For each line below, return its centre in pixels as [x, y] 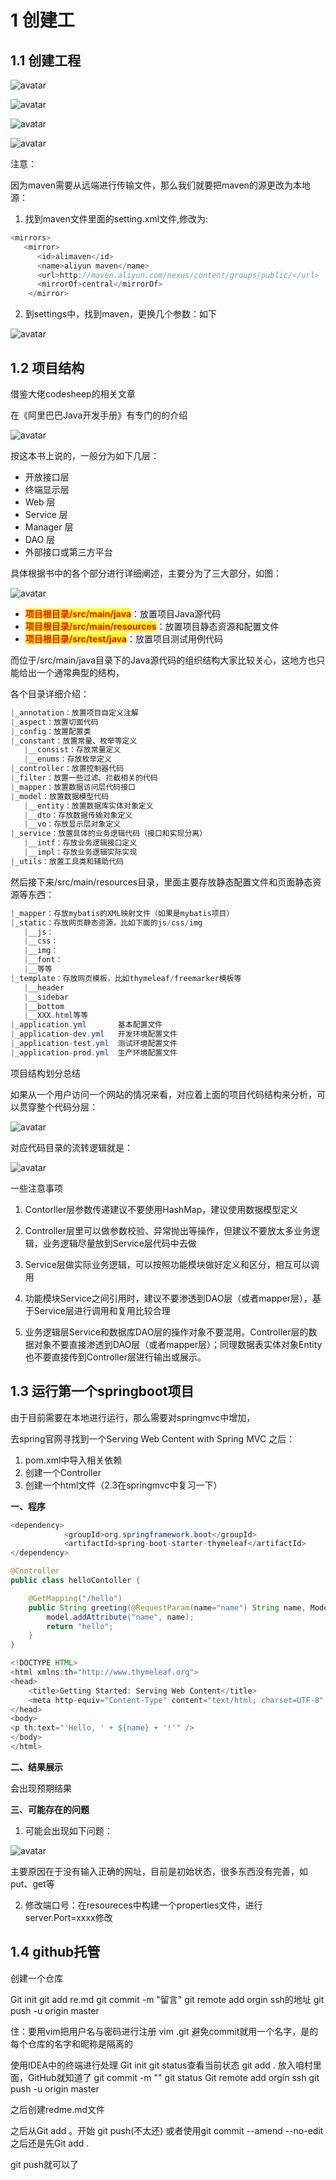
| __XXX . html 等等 [56, 1016]
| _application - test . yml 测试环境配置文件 [94, 1044]
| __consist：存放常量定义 [72, 750]
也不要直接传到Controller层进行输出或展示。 [115, 1357]
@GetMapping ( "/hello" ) [75, 1598]
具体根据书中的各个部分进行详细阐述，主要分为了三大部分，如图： [146, 573]
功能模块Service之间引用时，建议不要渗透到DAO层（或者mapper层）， [168, 1298]
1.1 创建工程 [46, 60]
